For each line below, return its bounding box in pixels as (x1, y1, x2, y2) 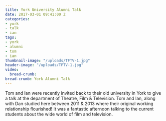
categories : (5, 16, 30, 21)
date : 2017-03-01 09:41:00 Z (5, 12, 66, 17)
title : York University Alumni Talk (5, 7, 81, 12)
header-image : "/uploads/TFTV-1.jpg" (5, 62, 84, 67)
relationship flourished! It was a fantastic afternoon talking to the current (5, 106, 154, 112)
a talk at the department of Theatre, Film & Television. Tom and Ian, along (5, 95, 156, 101)
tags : (5, 35, 16, 40)
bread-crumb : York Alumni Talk (5, 76, 70, 81)
